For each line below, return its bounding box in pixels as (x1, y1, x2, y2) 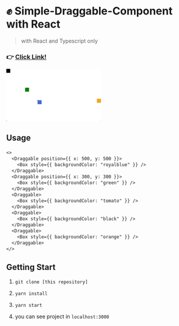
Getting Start (6, 262, 56, 272)
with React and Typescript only (20, 37, 98, 45)
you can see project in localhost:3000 (14, 313, 109, 320)
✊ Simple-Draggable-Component (6, 4, 173, 18)
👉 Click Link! (6, 52, 47, 61)
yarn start (14, 303, 43, 309)
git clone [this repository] (14, 279, 88, 285)
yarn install (14, 291, 48, 297)
